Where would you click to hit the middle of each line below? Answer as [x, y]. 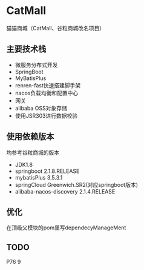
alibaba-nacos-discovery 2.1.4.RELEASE [65, 191]
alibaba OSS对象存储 [41, 108]
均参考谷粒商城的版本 [33, 152]
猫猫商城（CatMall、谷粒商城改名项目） [55, 28]
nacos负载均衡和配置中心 [47, 93]
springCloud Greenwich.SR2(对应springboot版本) [76, 184]
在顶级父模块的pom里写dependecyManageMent [66, 228]
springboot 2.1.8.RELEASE [47, 171]
